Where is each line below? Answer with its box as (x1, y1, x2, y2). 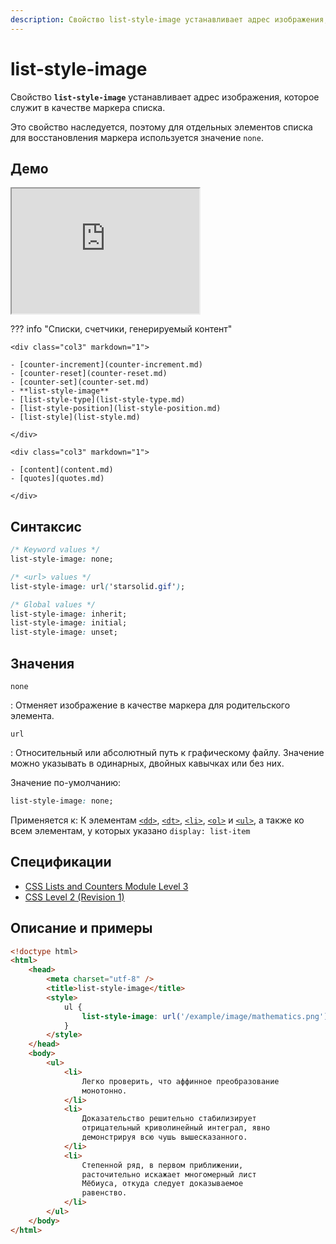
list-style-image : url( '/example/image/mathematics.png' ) (81, 1011, 329, 1021)
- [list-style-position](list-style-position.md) (10, 404, 222, 414)
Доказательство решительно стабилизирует (81, 1114, 257, 1124)
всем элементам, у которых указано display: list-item (10, 824, 251, 836)
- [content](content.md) (10, 465, 114, 475)
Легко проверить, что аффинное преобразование (81, 1076, 280, 1086)
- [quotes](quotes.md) (10, 474, 105, 484)
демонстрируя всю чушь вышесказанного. (81, 1132, 248, 1142)
